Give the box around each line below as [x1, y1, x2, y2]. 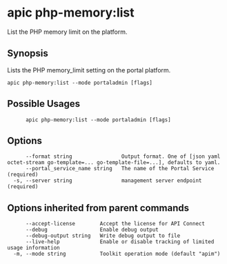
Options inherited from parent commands [7, 202, 190, 214]
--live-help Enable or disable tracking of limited [25, 238, 215, 245]
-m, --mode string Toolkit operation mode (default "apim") [13, 250, 221, 258]
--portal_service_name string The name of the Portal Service [25, 165, 215, 172]
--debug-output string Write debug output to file [25, 232, 181, 239]
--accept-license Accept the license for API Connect [25, 221, 206, 227]
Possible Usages [7, 98, 81, 110]
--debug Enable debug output [25, 226, 159, 234]
